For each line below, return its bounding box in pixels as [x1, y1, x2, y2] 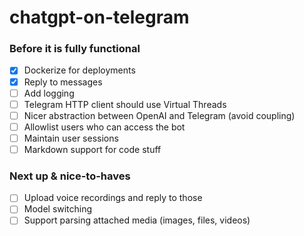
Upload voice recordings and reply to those [23, 192, 203, 204]
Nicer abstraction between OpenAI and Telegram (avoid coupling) [23, 109, 296, 121]
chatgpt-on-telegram [9, 6, 190, 29]
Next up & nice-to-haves [9, 169, 131, 183]
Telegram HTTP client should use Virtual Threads [23, 98, 227, 110]
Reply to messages [23, 76, 103, 88]
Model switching [23, 203, 93, 215]
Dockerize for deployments [23, 64, 136, 76]
